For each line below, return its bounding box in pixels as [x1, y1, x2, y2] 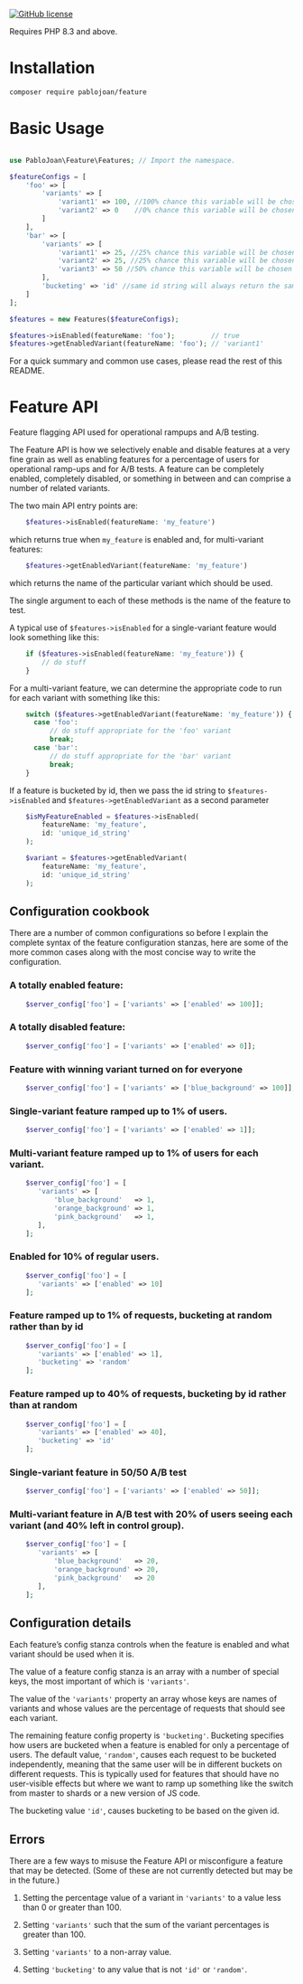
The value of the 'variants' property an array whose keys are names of [9, 1694, 278, 1705]
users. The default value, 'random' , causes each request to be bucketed [9, 1750, 277, 1761]
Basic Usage [9, 118, 105, 138]
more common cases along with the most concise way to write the [9, 947, 256, 958]
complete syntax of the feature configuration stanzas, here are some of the [9, 937, 289, 949]
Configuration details [9, 1615, 132, 1630]
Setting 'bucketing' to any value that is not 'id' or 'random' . [22, 1964, 248, 1975]
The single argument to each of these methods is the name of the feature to [9, 595, 291, 606]
